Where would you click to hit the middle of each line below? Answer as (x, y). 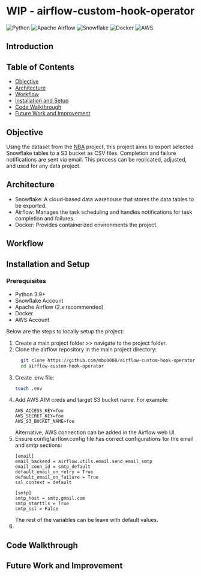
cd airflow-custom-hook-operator (62, 366)
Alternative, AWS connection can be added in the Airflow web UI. (95, 432)
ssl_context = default (43, 483)
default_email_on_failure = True (57, 477)
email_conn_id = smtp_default (53, 467)
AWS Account (32, 320)
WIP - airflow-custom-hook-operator (100, 11)
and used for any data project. (43, 166)
